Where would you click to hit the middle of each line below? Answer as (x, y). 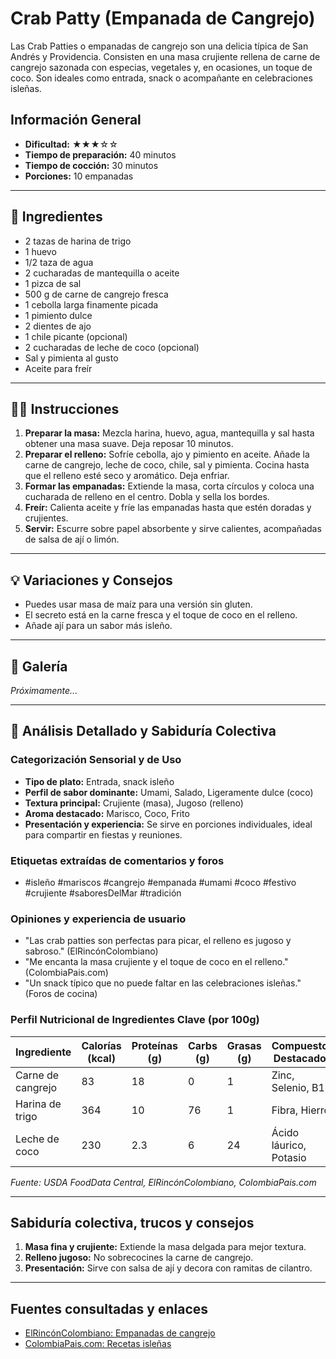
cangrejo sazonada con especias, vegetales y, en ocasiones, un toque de (161, 67)
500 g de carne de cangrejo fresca (96, 294)
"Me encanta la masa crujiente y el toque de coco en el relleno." (156, 962)
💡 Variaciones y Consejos (91, 580)
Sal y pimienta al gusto (71, 358)
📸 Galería (39, 666)
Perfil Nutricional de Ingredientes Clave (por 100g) (135, 1020)
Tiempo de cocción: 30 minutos (91, 165)
